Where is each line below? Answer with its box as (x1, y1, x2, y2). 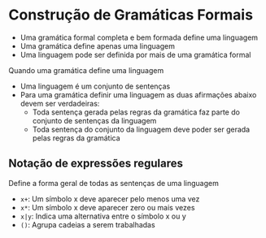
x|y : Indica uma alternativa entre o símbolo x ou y (20, 211, 187, 221)
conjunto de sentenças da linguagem (32, 115, 157, 125)
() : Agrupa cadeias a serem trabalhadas (20, 219, 156, 229)
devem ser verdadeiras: (20, 98, 100, 108)
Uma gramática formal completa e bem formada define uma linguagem (20, 32, 259, 42)
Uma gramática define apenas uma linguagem (20, 41, 175, 50)
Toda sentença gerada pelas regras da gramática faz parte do (32, 107, 240, 117)
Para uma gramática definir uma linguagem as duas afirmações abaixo (20, 89, 257, 99)
